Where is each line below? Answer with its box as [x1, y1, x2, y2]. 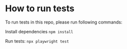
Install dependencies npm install [5, 28, 73, 34]
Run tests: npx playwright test [5, 38, 69, 44]
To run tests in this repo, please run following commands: [5, 19, 123, 25]
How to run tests [5, 3, 74, 14]
